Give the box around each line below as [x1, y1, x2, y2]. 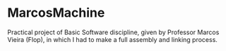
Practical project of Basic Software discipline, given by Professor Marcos [7, 28, 220, 36]
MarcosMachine [7, 5, 105, 21]
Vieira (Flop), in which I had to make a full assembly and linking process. [7, 35, 218, 43]
